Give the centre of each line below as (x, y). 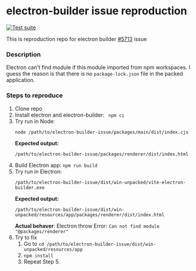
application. (21, 80)
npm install (38, 256)
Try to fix (26, 237)
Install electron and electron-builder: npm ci (70, 115)
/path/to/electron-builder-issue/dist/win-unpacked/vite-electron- (100, 182)
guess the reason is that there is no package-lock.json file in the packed (95, 74)
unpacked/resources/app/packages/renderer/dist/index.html (90, 215)
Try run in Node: (35, 121)
